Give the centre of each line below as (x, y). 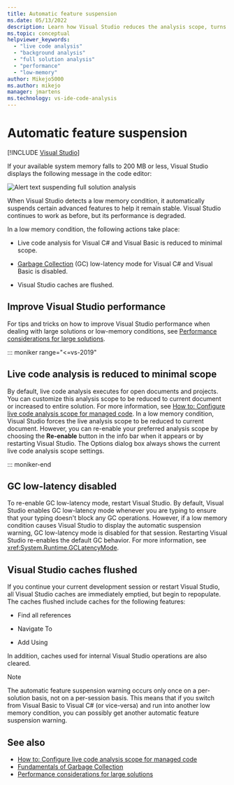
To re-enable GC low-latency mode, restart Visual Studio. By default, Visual (116, 503)
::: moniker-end (29, 464)
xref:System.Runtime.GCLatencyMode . (63, 548)
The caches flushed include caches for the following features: (96, 602)
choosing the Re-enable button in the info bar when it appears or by (105, 436)
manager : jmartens (34, 92)
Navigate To (35, 629)
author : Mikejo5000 (36, 79)
